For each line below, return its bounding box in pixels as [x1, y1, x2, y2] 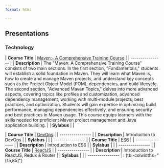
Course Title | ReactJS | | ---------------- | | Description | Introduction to [5, 147, 153, 153]
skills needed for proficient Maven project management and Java [5, 117, 137, 123]
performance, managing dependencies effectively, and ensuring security [5, 107, 152, 112]
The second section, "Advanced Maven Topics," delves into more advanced [5, 86, 158, 92]
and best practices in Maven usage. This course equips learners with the [5, 112, 152, 118]
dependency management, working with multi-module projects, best [5, 96, 143, 102]
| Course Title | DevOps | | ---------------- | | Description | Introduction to [5, 132, 156, 138]
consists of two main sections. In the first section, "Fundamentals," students [5, 65, 159, 71]
